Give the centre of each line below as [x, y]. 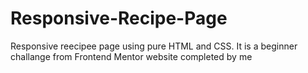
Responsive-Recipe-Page [119, 18]
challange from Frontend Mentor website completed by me [131, 56]
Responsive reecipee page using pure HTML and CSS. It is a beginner [154, 46]
